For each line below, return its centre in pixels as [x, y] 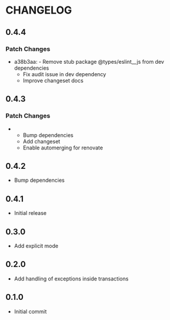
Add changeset [41, 141]
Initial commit [30, 311]
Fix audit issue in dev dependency [65, 74]
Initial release [30, 213]
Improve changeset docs [53, 80]
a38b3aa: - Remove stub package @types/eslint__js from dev [89, 61]
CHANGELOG [39, 10]
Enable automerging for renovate [63, 148]
